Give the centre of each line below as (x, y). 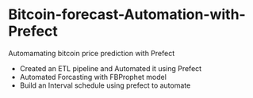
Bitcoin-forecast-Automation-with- (127, 15)
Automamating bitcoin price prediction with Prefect (92, 53)
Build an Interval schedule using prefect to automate (105, 85)
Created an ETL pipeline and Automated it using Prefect (111, 68)
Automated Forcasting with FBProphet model (93, 77)
